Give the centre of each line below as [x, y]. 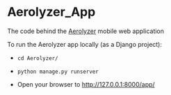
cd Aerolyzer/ [38, 58]
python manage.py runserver [58, 72]
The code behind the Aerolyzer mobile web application [86, 31]
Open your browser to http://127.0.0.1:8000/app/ [86, 84]
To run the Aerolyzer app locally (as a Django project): [84, 44]
